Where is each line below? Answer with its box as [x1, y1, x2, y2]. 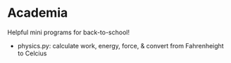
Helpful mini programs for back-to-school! [7, 28, 130, 36]
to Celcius [17, 49, 47, 57]
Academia [7, 5, 68, 21]
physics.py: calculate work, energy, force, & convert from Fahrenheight [17, 41, 224, 50]
